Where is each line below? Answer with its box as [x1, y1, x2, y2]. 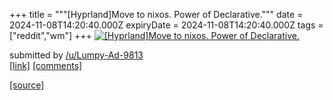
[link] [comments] [9, 60, 83, 71]
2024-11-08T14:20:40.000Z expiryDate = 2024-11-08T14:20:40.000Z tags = [9, 19, 324, 31]
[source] [9, 79, 45, 91]
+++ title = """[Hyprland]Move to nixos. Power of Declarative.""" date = [9, 9, 304, 20]
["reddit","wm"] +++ [9, 30, 92, 41]
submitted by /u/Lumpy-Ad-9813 [9, 49, 144, 61]
